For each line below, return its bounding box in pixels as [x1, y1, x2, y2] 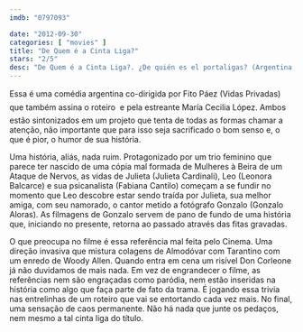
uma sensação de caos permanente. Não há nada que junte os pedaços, [9, 303, 280, 314]
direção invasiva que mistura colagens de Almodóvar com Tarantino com [9, 245, 280, 256]
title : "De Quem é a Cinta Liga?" [9, 46, 140, 55]
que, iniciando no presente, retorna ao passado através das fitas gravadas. [9, 218, 288, 229]
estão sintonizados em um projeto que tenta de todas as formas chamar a [9, 115, 284, 125]
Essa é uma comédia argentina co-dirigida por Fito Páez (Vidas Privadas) [9, 88, 281, 99]
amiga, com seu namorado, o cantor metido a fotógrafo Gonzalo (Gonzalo [9, 199, 284, 210]
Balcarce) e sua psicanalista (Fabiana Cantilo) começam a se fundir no [9, 180, 271, 190]
